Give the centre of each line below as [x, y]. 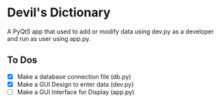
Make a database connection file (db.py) [74, 76]
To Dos [22, 60]
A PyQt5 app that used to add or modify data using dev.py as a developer [110, 31]
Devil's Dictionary [59, 13]
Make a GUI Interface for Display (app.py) [76, 92]
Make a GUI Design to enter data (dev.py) [75, 84]
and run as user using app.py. [49, 38]
